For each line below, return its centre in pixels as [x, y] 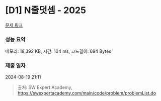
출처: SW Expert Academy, [45, 87]
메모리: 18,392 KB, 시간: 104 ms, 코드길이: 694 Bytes [58, 51]
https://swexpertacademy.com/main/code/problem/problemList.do [87, 93]
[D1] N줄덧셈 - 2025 [46, 10]
